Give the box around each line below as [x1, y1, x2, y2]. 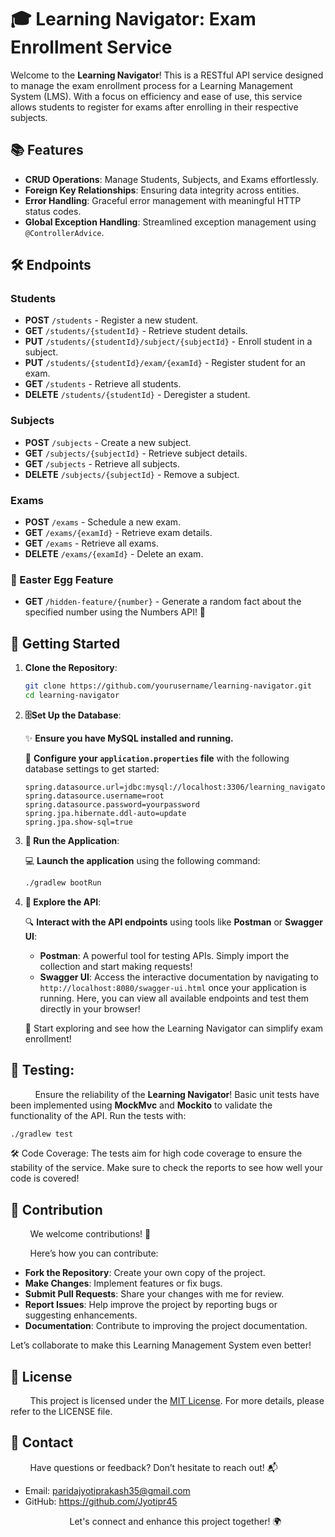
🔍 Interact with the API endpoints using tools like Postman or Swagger [24, 916, 323, 928]
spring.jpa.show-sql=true [24, 817, 133, 827]
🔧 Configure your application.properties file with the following [24, 752, 290, 764]
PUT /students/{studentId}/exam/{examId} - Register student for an [24, 357, 306, 369]
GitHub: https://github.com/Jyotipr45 [24, 1495, 178, 1507]
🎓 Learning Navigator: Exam [10, 8, 257, 31]
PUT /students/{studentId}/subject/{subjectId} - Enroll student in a [24, 336, 313, 348]
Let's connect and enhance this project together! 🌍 [69, 1515, 282, 1527]
